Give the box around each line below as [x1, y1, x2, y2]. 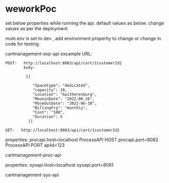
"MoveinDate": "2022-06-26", [32, 96, 95, 101]
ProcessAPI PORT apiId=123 [5, 142, 65, 148]
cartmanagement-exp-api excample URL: [5, 51, 92, 57]
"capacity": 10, [32, 87, 67, 93]
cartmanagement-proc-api [5, 152, 61, 158]
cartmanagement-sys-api [5, 172, 59, 178]
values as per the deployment [5, 25, 68, 31]
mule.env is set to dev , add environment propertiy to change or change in [5, 35, 161, 41]
